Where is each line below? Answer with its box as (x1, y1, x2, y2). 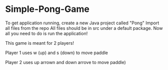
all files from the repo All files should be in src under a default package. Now (5, 25, 163, 31)
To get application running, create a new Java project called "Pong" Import (5, 20, 159, 26)
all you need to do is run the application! (5, 30, 88, 36)
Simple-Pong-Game (5, 3, 90, 15)
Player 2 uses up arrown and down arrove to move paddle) (5, 59, 126, 65)
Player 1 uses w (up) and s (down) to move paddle (5, 50, 108, 56)
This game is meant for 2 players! (5, 40, 74, 46)
